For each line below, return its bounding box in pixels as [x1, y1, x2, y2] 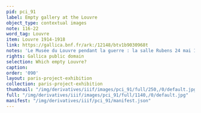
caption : [6, 64, 28, 71]
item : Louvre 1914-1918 [6, 36, 66, 42]
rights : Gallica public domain [6, 53, 84, 59]
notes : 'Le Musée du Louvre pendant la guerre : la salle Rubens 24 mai [6, 48, 191, 54]
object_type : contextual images [6, 20, 87, 26]
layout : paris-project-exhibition [6, 75, 93, 81]
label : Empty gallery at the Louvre [6, 14, 98, 20]
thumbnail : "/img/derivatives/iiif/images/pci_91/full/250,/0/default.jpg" [6, 87, 199, 93]
